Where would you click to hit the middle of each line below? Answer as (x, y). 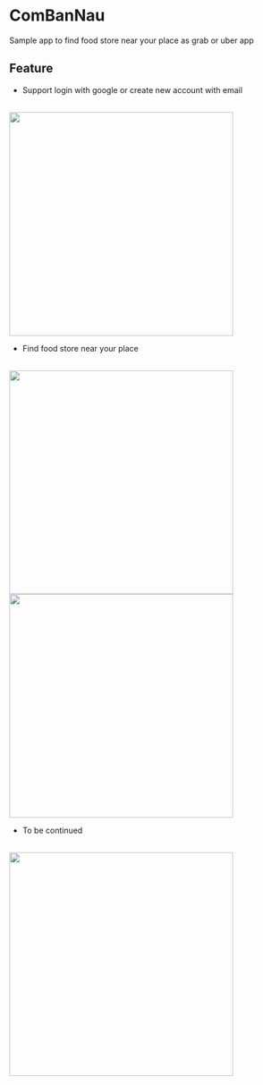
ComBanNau (57, 16)
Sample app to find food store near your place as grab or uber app (131, 40)
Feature (31, 68)
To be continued (52, 830)
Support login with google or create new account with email (132, 89)
